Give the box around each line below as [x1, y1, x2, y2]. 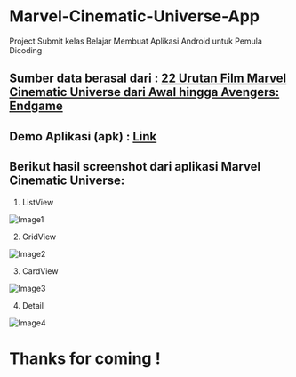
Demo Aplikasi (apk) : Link [9, 129, 157, 144]
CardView [21, 265, 59, 277]
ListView [21, 197, 54, 207]
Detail [21, 300, 44, 310]
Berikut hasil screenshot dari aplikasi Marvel [9, 159, 261, 174]
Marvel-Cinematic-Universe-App [9, 6, 260, 27]
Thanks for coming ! [9, 349, 162, 368]
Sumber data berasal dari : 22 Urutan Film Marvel [9, 71, 287, 86]
